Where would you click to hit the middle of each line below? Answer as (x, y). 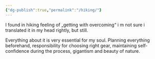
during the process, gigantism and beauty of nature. (85, 51)
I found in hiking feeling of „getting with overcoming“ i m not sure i (75, 25)
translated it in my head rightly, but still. (47, 30)
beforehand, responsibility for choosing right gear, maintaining (71, 45)
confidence (17, 51)
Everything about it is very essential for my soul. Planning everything (77, 40)
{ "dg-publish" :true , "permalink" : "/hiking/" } (53, 10)
